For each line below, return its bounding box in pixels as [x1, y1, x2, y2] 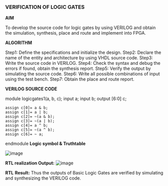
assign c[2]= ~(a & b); [5, 114, 55, 119]
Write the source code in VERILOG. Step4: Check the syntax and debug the [5, 60, 160, 66]
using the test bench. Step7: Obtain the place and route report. [5, 76, 134, 82]
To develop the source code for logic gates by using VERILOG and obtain [5, 25, 156, 31]
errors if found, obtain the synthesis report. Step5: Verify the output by [5, 65, 151, 71]
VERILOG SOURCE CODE [5, 86, 58, 92]
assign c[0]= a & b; [5, 106, 49, 111]
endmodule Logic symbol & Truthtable [5, 141, 86, 147]
